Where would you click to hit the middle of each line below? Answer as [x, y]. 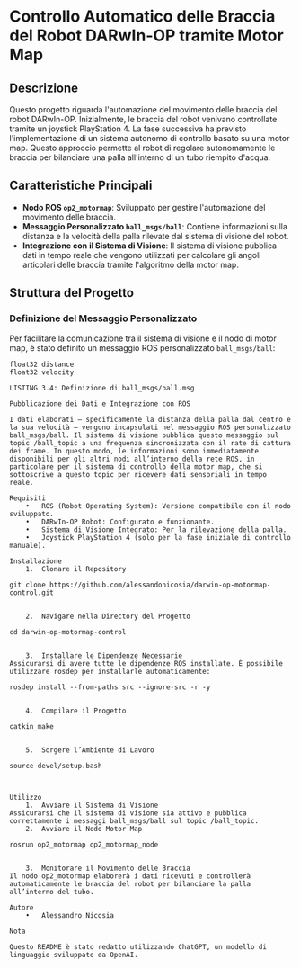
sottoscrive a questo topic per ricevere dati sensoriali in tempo [138, 474]
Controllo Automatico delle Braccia [142, 17]
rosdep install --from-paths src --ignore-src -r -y [110, 687]
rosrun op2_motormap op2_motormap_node [84, 844]
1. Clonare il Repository [76, 569]
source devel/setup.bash [56, 766]
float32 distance [42, 364]
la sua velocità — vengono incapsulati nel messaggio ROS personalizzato [150, 427]
